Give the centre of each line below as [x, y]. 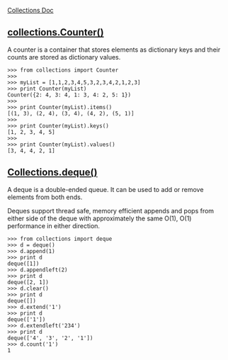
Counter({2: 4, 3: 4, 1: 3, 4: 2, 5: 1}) [69, 95]
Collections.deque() [52, 173]
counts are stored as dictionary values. [64, 57]
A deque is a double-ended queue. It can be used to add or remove [106, 189]
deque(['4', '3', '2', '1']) [50, 338]
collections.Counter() [56, 32]
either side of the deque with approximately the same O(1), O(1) [99, 218]
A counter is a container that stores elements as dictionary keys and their [114, 50]
